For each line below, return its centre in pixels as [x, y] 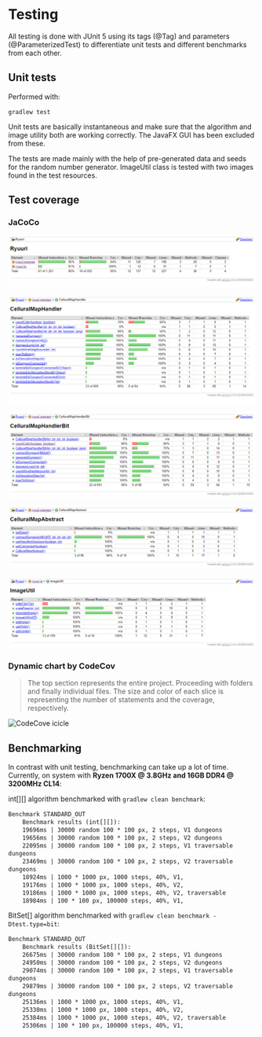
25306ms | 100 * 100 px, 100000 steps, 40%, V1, [103, 1026]
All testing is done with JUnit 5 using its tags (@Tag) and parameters [119, 36]
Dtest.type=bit [33, 925]
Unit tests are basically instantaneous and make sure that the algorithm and [130, 127]
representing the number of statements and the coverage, [121, 700]
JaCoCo [24, 222]
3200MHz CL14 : [35, 784]
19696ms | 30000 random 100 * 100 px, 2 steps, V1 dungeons [122, 830]
